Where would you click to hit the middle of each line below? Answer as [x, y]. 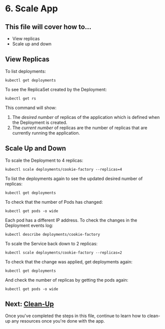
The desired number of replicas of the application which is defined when [86, 117]
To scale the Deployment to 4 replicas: [44, 160]
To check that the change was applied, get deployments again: [69, 261]
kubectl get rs [21, 98]
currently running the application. [46, 133]
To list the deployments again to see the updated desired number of [74, 179]
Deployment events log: [29, 225]
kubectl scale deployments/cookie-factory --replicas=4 [64, 169]
